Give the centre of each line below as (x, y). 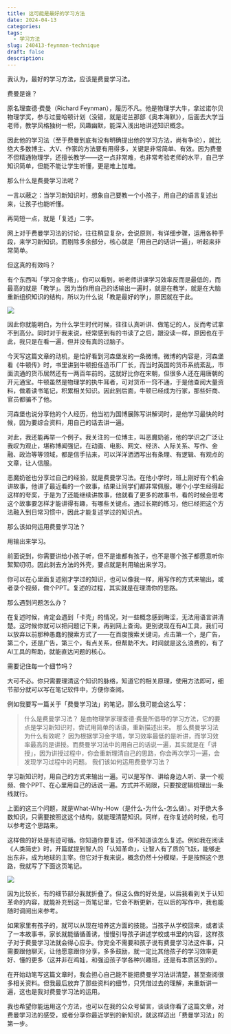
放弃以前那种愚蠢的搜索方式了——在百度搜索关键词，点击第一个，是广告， (118, 634)
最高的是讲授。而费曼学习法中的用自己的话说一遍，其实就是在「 (120, 744)
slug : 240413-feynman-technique (53, 45)
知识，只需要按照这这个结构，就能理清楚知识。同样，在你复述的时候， (112, 816)
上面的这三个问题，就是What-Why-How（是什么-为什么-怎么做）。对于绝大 (112, 808)
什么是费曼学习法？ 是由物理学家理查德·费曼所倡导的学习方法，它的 (119, 718)
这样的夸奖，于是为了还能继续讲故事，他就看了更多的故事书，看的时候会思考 (115, 495)
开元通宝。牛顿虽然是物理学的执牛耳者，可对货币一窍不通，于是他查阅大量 (112, 382)
